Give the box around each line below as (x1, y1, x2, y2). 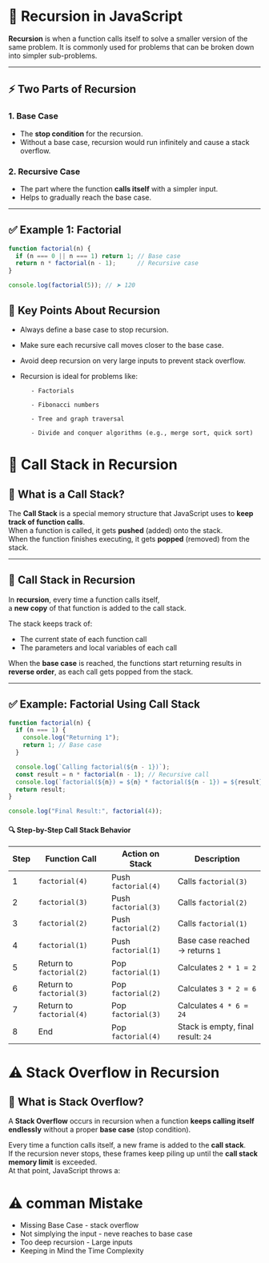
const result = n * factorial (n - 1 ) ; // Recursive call (15, 770, 210, 778)
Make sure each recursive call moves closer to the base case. (19, 340, 224, 349)
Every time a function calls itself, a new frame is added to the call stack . (8, 1140, 247, 1150)
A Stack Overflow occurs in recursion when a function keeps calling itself (8, 1116, 255, 1126)
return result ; (15, 785, 66, 793)
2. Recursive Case (8, 166, 81, 177)
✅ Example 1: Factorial (8, 224, 122, 237)
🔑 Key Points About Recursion (8, 304, 161, 317)
